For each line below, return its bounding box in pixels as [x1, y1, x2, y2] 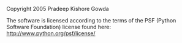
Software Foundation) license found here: [6, 24, 112, 30]
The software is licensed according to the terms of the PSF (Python [6, 17, 176, 24]
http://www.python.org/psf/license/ [6, 30, 96, 37]
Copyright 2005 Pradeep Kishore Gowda [6, 5, 109, 12]
